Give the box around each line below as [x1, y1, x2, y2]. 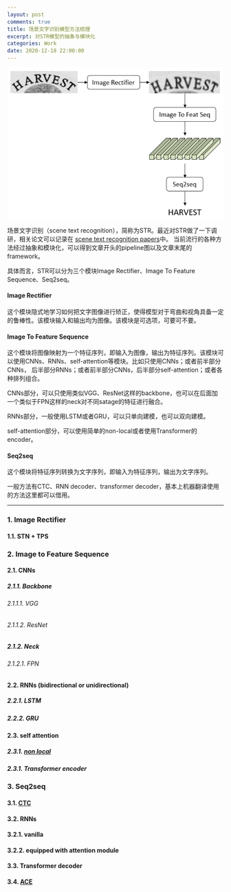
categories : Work [7, 40, 57, 47]
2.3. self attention [7, 732, 59, 739]
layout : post [7, 11, 45, 18]
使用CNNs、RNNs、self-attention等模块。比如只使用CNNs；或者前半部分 [12, 357, 221, 365]
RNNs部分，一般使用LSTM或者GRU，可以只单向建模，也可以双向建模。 [7, 412, 210, 421]
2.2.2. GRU [7, 714, 39, 722]
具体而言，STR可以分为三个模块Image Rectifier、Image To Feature [7, 266, 196, 275]
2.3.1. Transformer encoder [7, 764, 87, 772]
